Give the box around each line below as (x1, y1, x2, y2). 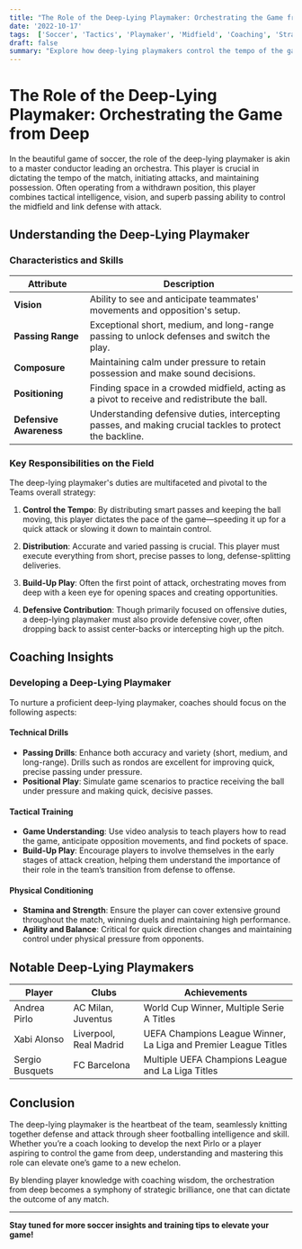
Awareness (13, 424, 63, 436)
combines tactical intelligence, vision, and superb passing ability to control (9, 192, 286, 202)
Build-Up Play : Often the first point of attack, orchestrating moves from (22, 578, 287, 589)
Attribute (27, 277, 67, 290)
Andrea (13, 1002, 45, 1014)
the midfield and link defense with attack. (9, 202, 162, 212)
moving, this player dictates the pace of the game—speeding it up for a (22, 514, 286, 525)
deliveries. (22, 560, 61, 571)
